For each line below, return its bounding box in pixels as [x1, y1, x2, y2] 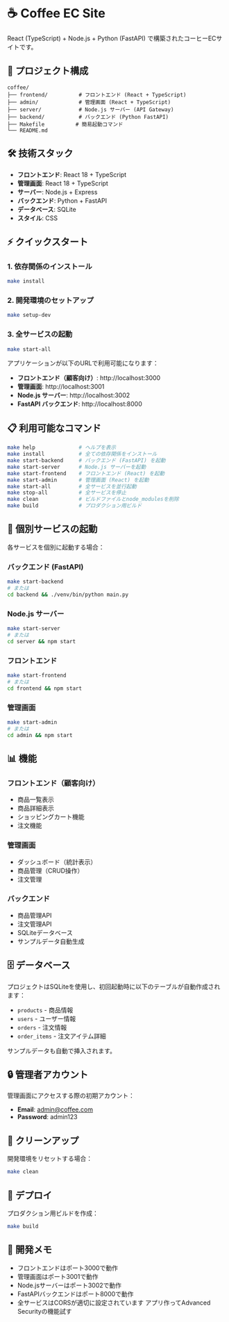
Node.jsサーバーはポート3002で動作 [17, 1281, 121, 1289]
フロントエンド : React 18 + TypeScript [17, 170, 127, 179]
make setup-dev [7, 312, 51, 319]
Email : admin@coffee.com [17, 1105, 94, 1114]
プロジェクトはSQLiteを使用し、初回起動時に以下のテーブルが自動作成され [7, 982, 221, 991]
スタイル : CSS [17, 213, 58, 222]
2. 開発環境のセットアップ [7, 296, 94, 306]
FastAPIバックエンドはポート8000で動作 [17, 1289, 134, 1298]
